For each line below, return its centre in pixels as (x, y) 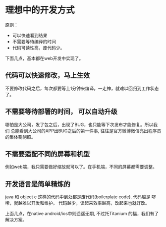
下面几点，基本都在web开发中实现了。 (44, 58)
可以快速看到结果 (30, 35)
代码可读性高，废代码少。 (38, 48)
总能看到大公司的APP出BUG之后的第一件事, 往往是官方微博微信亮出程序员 (86, 131)
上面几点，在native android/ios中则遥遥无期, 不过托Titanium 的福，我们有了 (82, 214)
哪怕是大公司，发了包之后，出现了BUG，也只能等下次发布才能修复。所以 (79, 124)
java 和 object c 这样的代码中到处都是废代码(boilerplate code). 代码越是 (78, 197)
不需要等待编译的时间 (34, 41)
